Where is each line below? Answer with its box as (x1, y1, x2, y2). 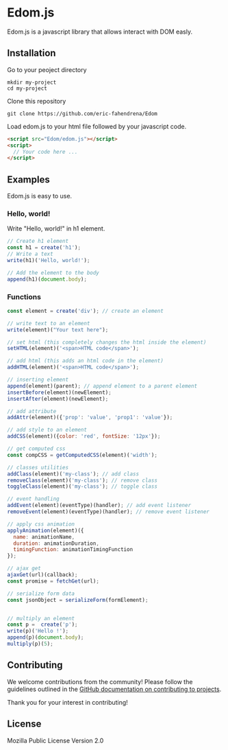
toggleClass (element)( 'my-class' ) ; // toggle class (7, 483, 157, 490)
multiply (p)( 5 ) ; (7, 640, 53, 648)
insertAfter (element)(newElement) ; (7, 395, 109, 402)
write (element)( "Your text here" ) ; (7, 326, 109, 333)
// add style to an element (7, 427, 88, 434)
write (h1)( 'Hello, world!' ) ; (7, 257, 90, 263)
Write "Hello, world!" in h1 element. (7, 224, 105, 233)
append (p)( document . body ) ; (7, 634, 84, 641)
